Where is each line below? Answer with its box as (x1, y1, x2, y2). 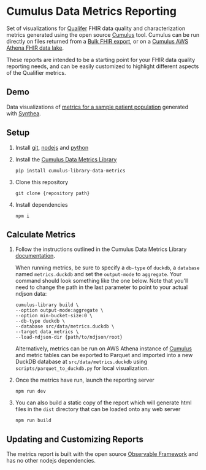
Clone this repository (15, 178, 69, 185)
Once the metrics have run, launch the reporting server (15, 376, 154, 384)
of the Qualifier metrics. (6, 69, 66, 76)
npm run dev (15, 388, 46, 395)
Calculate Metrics (6, 229, 75, 240)
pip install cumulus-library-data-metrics (15, 168, 126, 174)
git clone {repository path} (15, 190, 90, 196)
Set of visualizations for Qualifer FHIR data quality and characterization (6, 25, 186, 32)
